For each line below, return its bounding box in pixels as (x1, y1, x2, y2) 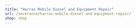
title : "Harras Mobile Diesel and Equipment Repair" (5, 7, 114, 12)
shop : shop (5, 16, 27, 20)
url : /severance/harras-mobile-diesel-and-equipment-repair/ (5, 11, 132, 16)
